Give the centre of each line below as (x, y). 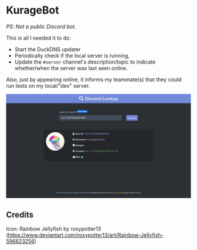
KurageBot (33, 10)
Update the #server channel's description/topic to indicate (85, 62)
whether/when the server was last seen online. (71, 68)
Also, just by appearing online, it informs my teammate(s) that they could (94, 79)
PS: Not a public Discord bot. (41, 26)
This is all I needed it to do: (39, 38)
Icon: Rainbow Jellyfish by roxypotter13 (54, 229)
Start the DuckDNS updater (47, 49)
